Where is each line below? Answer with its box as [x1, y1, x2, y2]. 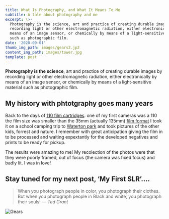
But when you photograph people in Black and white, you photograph [17, 193, 162, 199]
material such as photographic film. [5, 84, 79, 91]
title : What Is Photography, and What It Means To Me [5, 7, 121, 13]
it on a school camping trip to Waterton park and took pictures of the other [5, 123, 159, 129]
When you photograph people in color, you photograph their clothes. [17, 188, 160, 194]
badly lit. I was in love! [5, 160, 51, 166]
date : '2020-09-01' [5, 40, 46, 46]
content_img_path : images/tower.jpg [5, 50, 82, 55]
